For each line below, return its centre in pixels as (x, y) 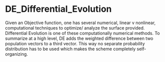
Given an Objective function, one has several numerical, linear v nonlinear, (81, 23)
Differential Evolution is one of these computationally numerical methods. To (82, 33)
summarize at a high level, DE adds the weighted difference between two (79, 38)
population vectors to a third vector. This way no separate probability (75, 43)
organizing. (16, 54)
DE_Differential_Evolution (58, 9)
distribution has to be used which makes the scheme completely (70, 49)
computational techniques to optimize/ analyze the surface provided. (75, 28)
